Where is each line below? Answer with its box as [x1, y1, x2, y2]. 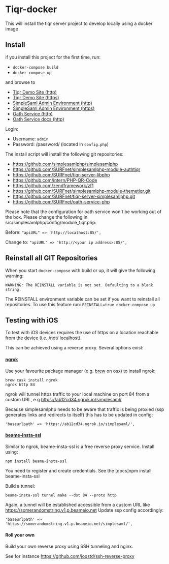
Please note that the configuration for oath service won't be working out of [5, 209, 162, 215]
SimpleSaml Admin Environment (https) [12, 105, 95, 111]
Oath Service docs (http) [12, 116, 64, 122]
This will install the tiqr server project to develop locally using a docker [5, 20, 153, 26]
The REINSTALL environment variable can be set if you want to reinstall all [5, 296, 160, 302]
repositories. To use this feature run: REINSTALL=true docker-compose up [5, 301, 155, 307]
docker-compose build [12, 65, 58, 70]
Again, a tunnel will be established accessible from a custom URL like [5, 501, 150, 508]
